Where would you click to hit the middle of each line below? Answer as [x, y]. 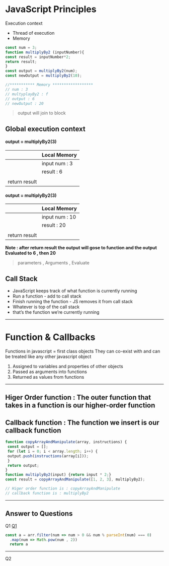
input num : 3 [57, 164]
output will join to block [42, 113]
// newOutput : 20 [24, 103]
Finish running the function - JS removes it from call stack [73, 302]
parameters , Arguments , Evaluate [53, 263]
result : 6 [52, 172]
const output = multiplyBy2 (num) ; [41, 71]
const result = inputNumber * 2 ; [38, 57]
